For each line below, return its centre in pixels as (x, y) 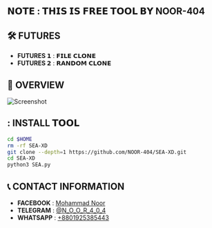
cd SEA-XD (21, 158)
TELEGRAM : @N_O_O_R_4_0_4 (61, 211)
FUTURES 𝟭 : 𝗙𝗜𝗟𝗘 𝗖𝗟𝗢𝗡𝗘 (57, 56)
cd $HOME (20, 139)
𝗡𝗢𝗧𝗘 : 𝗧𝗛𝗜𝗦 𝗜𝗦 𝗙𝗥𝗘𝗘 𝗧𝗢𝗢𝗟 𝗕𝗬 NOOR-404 (106, 11)
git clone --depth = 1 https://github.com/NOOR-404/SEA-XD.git (97, 152)
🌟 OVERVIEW (36, 85)
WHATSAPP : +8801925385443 (63, 218)
